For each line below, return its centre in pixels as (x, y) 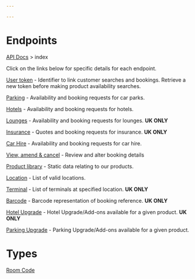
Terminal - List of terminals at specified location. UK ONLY (77, 189)
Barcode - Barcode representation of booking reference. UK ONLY (87, 200)
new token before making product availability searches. (74, 86)
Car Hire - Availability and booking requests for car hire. (74, 143)
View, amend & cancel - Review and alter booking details (75, 155)
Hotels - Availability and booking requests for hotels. (70, 109)
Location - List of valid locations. (46, 177)
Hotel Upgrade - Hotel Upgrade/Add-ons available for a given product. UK (97, 212)
